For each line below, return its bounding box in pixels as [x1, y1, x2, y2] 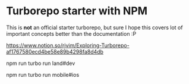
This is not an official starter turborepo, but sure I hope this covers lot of [6, 24, 183, 31]
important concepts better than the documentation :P [6, 30, 137, 37]
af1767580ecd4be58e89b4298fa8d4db [6, 48, 104, 55]
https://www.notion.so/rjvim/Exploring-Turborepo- [6, 42, 130, 49]
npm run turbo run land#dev [6, 60, 75, 67]
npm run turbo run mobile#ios [6, 71, 80, 78]
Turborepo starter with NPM [6, 4, 147, 18]
